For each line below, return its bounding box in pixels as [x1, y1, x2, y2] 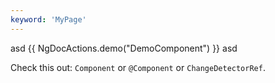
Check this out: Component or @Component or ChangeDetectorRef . [10, 61, 266, 73]
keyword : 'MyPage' [10, 14, 87, 25]
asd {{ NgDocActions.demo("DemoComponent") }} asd [10, 42, 238, 54]
